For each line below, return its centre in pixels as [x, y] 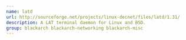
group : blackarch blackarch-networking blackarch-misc [75, 28]
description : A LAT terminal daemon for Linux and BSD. [76, 22]
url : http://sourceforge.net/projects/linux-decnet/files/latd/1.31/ [93, 17]
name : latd [19, 11]
